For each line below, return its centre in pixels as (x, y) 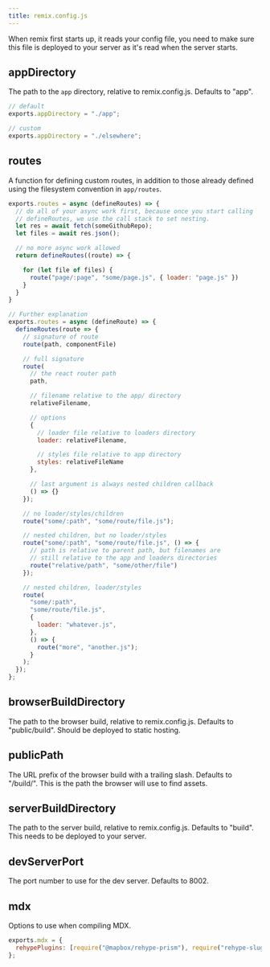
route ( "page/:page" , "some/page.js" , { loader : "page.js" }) (134, 277)
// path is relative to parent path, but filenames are (125, 551)
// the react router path (73, 374)
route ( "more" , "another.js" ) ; (88, 647)
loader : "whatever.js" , (77, 625)
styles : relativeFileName (81, 462)
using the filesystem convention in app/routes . (85, 189)
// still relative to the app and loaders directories (123, 558)
